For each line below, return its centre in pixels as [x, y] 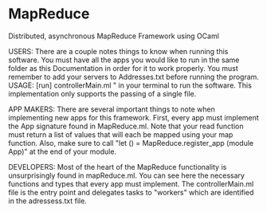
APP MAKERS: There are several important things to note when [112, 109]
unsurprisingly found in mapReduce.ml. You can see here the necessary [127, 175]
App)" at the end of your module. [63, 151]
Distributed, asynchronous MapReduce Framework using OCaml [114, 36]
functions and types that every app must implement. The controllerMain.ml [131, 183]
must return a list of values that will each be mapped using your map [121, 134]
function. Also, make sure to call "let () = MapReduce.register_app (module [131, 143]
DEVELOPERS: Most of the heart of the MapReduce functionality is [118, 167]
